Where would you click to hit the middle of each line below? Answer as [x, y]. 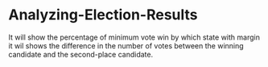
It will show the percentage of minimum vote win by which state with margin [134, 37]
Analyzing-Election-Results [103, 15]
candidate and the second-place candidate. [81, 54]
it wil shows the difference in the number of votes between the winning [126, 45]
